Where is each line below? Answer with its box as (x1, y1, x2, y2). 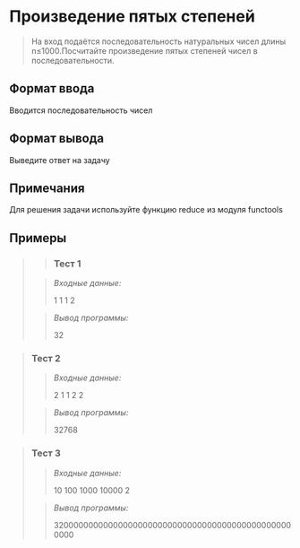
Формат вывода (9, 131, 105, 146)
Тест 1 (53, 257, 81, 270)
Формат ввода (9, 81, 95, 96)
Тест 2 (30, 352, 61, 364)
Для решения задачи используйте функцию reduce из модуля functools (9, 204, 284, 215)
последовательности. (30, 55, 115, 65)
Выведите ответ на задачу (9, 154, 110, 165)
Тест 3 (30, 447, 61, 459)
